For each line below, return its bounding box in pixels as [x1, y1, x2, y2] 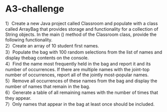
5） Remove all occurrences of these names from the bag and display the [5, 78, 158, 84]
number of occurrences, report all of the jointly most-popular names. [5, 72, 149, 78]
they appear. [5, 95, 32, 101]
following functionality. [5, 36, 53, 43]
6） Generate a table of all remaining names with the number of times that [5, 89, 158, 95]
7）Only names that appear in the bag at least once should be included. [5, 101, 155, 107]
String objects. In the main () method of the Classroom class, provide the [5, 31, 157, 37]
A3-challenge [5, 3, 64, 15]
